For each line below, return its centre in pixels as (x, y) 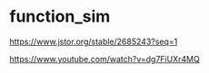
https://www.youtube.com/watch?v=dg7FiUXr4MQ (104, 59)
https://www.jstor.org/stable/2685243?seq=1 (94, 41)
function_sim (60, 17)
